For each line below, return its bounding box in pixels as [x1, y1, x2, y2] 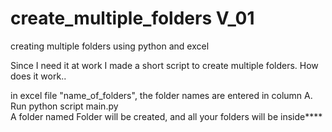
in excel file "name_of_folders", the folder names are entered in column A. [10, 89, 313, 101]
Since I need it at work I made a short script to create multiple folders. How [10, 59, 319, 71]
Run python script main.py [10, 100, 119, 112]
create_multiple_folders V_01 [10, 7, 255, 30]
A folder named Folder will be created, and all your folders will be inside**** [10, 110, 323, 122]
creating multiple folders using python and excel [10, 40, 210, 52]
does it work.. [10, 70, 67, 82]
